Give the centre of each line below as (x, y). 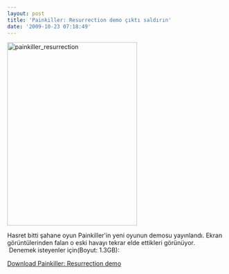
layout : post (26, 13)
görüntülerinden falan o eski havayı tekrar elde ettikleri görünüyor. (101, 243)
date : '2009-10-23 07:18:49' (49, 26)
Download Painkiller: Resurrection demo (64, 264)
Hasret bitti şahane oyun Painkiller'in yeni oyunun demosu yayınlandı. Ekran (115, 235)
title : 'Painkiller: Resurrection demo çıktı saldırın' (89, 20)
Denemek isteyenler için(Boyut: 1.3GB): (64, 250)
